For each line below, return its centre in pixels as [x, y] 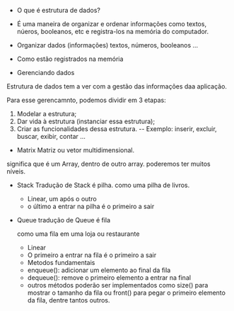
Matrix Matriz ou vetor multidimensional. [76, 150]
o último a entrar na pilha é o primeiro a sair [91, 206]
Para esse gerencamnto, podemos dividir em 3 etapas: [87, 100]
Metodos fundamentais [61, 262]
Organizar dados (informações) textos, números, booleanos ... [107, 45]
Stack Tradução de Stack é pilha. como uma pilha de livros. [103, 185]
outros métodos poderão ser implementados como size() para [118, 285]
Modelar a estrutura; [47, 114]
